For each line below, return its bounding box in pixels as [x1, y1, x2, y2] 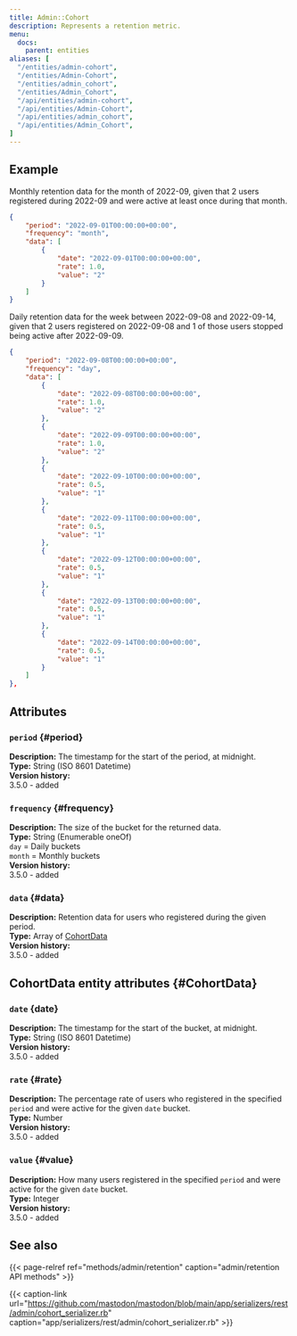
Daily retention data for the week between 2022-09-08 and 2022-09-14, [9, 311, 276, 322]
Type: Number [9, 1112, 63, 1124]
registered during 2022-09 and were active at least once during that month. [9, 195, 288, 206]
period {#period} [9, 730, 83, 743]
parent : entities [25, 46, 90, 55]
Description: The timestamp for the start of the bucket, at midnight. [9, 1023, 258, 1034]
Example [9, 162, 59, 177]
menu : [9, 29, 29, 38]
